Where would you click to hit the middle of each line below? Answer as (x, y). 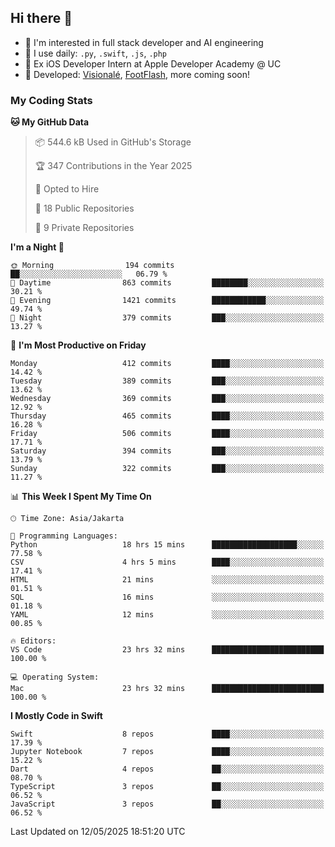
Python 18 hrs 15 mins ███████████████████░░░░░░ (167, 545)
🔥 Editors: (33, 641)
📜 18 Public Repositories (84, 208)
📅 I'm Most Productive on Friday (78, 345)
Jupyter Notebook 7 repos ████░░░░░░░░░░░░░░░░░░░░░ (167, 752)
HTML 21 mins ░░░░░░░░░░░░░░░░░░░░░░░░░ (167, 580)
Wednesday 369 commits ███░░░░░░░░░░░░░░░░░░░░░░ (167, 399)
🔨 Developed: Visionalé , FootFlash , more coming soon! (137, 74)
